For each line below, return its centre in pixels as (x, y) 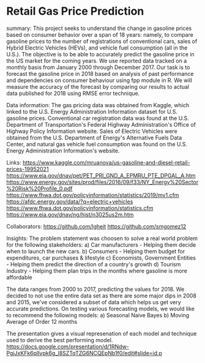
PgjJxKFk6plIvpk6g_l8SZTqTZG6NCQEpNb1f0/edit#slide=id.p (84, 353)
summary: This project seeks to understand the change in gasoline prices (99, 28)
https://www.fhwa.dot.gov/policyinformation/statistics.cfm (80, 208)
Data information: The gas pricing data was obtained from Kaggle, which (98, 105)
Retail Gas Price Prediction (75, 11)
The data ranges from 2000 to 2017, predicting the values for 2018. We (95, 289)
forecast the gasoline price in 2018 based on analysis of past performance (100, 73)
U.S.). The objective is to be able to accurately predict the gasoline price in (100, 54)
